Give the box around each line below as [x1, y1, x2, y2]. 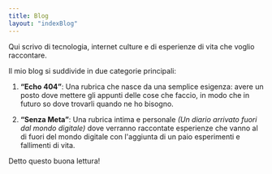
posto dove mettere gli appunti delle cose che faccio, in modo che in [19, 90, 250, 100]
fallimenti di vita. [19, 140, 76, 150]
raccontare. [8, 50, 47, 60]
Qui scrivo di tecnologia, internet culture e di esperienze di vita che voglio [8, 41, 255, 51]
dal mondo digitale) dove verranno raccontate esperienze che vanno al [19, 123, 258, 133]
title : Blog [8, 11, 49, 20]
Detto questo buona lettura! [8, 155, 101, 166]
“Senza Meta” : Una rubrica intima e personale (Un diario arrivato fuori [19, 114, 257, 124]
